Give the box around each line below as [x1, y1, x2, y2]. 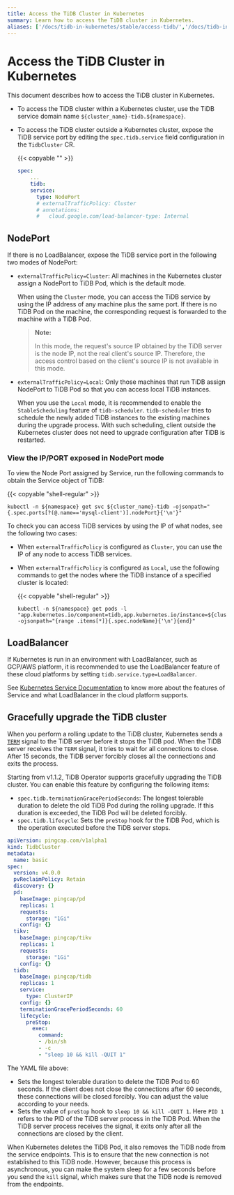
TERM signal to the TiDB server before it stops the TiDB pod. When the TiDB [7, 737, 221, 745]
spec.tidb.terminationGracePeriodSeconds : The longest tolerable [17, 794, 204, 803]
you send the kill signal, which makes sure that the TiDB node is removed [7, 1172, 221, 1180]
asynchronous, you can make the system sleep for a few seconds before [7, 1165, 216, 1173]
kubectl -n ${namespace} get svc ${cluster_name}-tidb [7, 503, 170, 510]
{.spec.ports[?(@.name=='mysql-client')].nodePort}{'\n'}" [7, 510, 182, 517]
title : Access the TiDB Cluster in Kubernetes [7, 10, 145, 17]
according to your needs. [17, 1099, 90, 1108]
